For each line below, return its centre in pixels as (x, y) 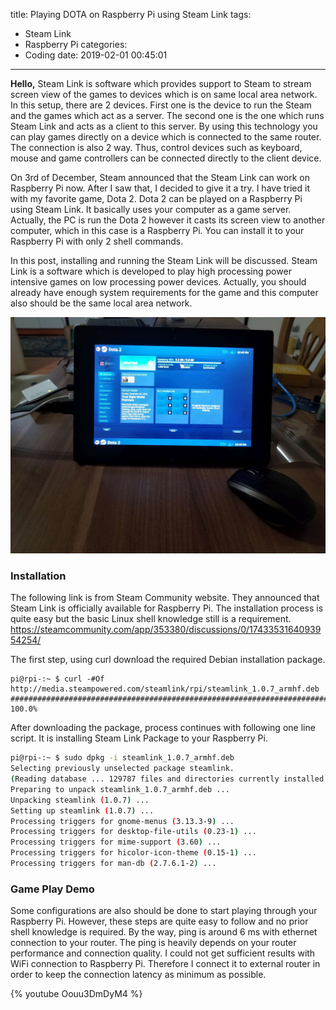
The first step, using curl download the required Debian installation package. (168, 660)
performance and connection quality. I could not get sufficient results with (163, 953)
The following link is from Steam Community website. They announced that (165, 598)
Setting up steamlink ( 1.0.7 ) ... (82, 810)
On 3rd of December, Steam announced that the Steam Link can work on (160, 177)
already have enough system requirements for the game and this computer (164, 292)
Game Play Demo (52, 889)
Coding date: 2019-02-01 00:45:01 (96, 55)
